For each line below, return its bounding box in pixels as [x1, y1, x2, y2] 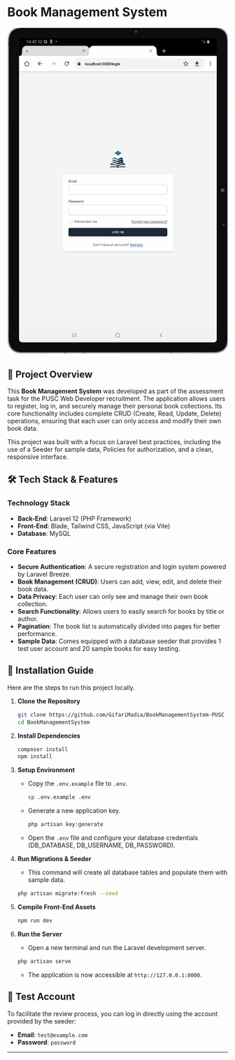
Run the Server [17, 930, 62, 938]
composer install [17, 745, 69, 753]
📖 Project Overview [7, 369, 93, 380]
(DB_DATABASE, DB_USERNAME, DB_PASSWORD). [27, 841, 176, 850]
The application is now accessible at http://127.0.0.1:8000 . [27, 970, 202, 979]
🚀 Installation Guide [7, 665, 94, 677]
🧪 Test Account [7, 991, 76, 1003]
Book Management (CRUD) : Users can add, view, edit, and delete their [17, 577, 222, 586]
